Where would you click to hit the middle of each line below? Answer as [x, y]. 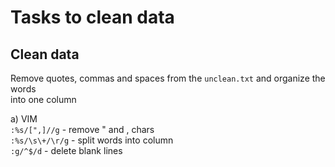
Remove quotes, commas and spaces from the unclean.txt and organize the [168, 78]
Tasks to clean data [92, 17]
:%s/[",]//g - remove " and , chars [82, 129]
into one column [43, 99]
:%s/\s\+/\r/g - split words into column [92, 140]
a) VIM [24, 119]
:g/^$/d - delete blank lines [66, 150]
